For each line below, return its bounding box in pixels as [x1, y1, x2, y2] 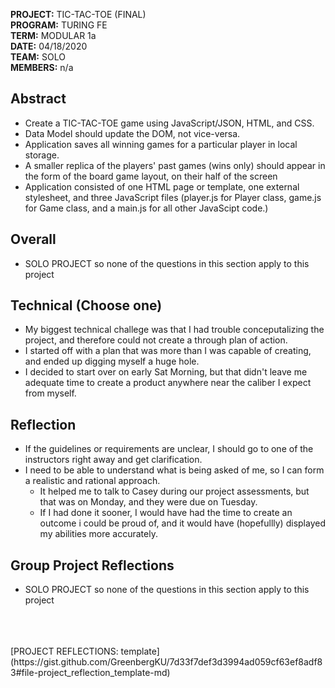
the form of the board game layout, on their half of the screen [24, 170, 278, 182]
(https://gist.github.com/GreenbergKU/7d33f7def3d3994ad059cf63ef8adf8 [10, 656, 323, 668]
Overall [10, 231, 57, 248]
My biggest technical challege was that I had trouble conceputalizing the [24, 324, 325, 336]
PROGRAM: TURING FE [10, 19, 108, 31]
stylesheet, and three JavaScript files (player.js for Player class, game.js [24, 191, 322, 203]
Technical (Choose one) [10, 297, 163, 314]
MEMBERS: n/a [10, 62, 74, 73]
